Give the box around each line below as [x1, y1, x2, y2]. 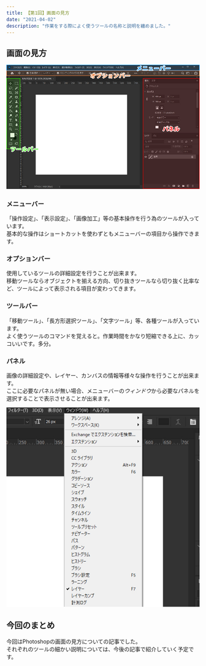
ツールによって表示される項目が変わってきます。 [17, 285, 139, 293]
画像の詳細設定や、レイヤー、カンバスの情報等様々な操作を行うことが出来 [6, 372, 194, 379]
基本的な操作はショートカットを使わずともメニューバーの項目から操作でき [6, 230, 194, 237]
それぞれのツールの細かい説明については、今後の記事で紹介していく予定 [6, 645, 189, 653]
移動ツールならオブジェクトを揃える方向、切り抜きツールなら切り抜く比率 [6, 277, 194, 285]
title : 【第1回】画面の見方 [6, 10, 70, 16]
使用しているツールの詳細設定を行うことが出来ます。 [6, 270, 140, 277]
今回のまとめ [6, 620, 55, 631]
